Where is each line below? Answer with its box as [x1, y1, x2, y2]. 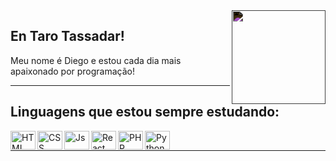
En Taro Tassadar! [10, 28, 125, 45]
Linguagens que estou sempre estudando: [10, 104, 280, 121]
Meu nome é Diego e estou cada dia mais [10, 54, 182, 66]
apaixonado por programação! [10, 65, 136, 77]
